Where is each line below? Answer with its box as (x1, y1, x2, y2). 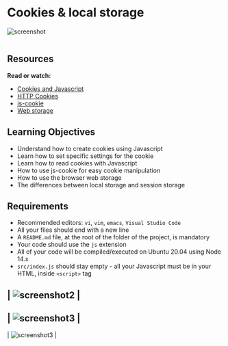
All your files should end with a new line (16, 226, 129, 234)
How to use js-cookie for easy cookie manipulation (16, 166, 161, 174)
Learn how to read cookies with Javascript (16, 159, 138, 167)
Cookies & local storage (7, 5, 144, 21)
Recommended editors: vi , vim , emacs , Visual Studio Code (16, 219, 181, 227)
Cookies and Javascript (16, 84, 84, 93)
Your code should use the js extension (16, 241, 127, 249)
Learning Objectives (7, 127, 96, 138)
